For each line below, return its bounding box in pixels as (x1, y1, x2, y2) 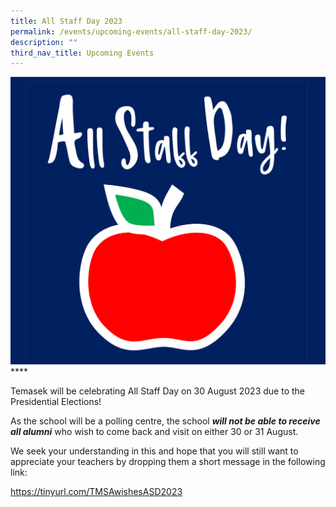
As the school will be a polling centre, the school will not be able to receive (10, 415, 321, 427)
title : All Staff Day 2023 (10, 16, 123, 26)
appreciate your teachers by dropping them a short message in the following (10, 456, 326, 468)
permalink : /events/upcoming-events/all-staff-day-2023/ (10, 26, 253, 37)
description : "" (10, 37, 78, 47)
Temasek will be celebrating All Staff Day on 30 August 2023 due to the (10, 385, 305, 397)
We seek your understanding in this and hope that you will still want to (10, 445, 299, 457)
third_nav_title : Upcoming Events (10, 48, 155, 58)
